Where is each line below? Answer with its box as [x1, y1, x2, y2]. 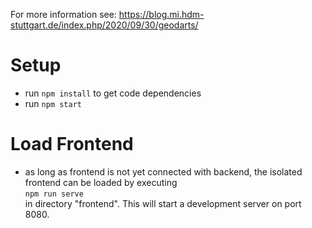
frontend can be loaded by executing [24, 176, 178, 188]
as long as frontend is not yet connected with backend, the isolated [24, 165, 303, 178]
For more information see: [10, 9, 117, 20]
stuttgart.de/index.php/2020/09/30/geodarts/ [10, 19, 199, 31]
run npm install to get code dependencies [24, 87, 202, 99]
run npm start [24, 97, 82, 109]
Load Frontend [10, 133, 134, 156]
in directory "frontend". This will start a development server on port [24, 197, 302, 209]
